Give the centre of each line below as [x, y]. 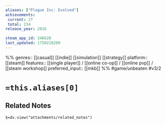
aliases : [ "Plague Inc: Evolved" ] [42, 10]
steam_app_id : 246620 [28, 38]
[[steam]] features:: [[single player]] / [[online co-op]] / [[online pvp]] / [79, 63]
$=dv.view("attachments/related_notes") [49, 117]
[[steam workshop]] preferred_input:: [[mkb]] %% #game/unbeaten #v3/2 [83, 68]
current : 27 [20, 19]
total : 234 [19, 24]
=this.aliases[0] [42, 88]
